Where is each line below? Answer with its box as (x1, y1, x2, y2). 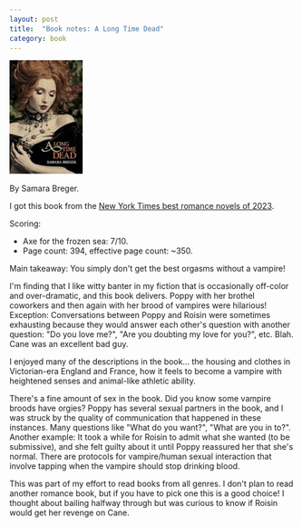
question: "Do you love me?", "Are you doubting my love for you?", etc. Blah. (9, 329, 294, 340)
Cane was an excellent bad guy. (9, 339, 129, 350)
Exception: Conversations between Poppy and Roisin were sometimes (9, 310, 270, 321)
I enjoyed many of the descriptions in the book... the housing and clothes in (9, 356, 291, 367)
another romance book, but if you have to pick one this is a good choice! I (9, 488, 285, 499)
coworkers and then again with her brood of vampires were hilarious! (9, 300, 268, 311)
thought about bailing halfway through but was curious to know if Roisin (9, 498, 278, 509)
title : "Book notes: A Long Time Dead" (9, 24, 165, 34)
